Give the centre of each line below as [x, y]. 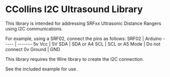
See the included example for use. [41, 69]
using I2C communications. [34, 28]
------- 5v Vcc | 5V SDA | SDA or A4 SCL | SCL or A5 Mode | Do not [89, 44]
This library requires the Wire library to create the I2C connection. [75, 59]
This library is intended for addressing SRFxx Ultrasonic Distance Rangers [83, 23]
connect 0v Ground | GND [33, 49]
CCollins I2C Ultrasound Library [74, 9]
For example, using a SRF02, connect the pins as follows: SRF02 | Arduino [84, 38]
